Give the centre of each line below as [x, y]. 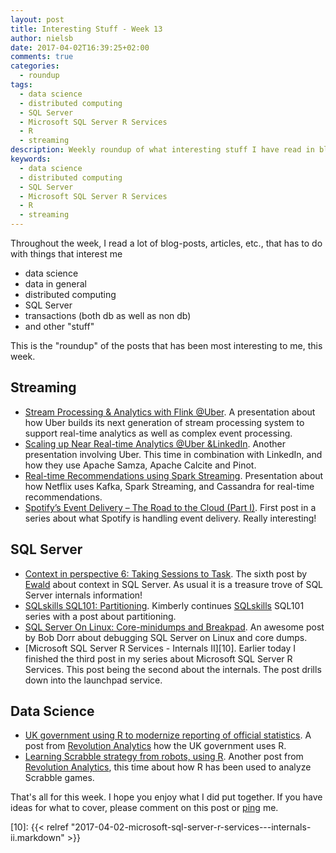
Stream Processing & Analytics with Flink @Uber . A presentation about [170, 412]
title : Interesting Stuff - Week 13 [86, 29]
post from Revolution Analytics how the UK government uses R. [155, 746]
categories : [35, 66]
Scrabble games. [59, 778]
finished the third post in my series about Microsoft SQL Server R [158, 658]
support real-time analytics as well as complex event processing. [158, 433]
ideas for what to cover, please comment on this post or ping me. [144, 808]
